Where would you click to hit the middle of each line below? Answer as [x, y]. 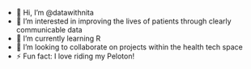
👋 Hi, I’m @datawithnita [55, 13]
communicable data [49, 30]
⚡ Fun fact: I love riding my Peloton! [75, 56]
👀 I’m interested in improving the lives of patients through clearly [124, 21]
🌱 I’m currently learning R [58, 38]
